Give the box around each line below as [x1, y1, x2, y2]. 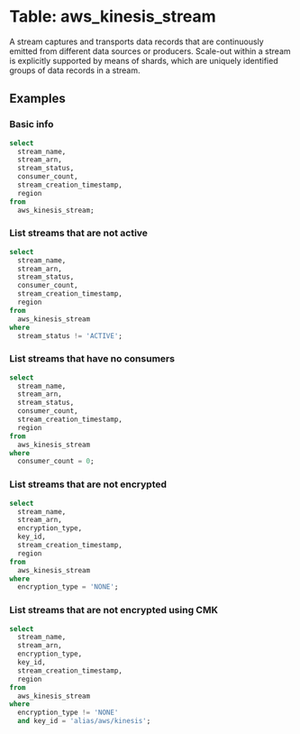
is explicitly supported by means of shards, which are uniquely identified [9, 55, 278, 66]
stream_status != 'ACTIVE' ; [17, 331, 123, 340]
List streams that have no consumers [9, 353, 176, 365]
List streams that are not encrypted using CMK [9, 604, 219, 617]
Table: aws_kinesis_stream [9, 6, 216, 27]
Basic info [9, 118, 54, 131]
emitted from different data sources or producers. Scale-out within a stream [9, 45, 291, 56]
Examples [9, 91, 66, 106]
